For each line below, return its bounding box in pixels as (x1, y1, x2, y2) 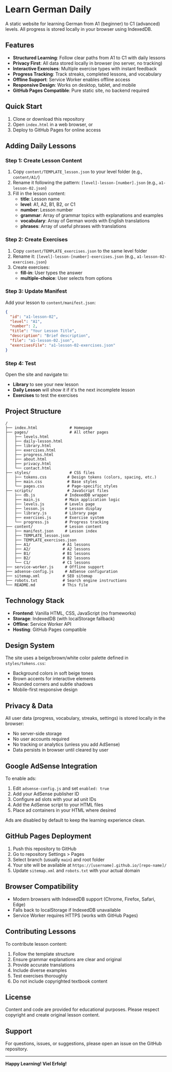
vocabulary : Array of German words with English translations (20, 218, 150, 224)
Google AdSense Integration (5, 761, 97, 771)
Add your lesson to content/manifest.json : (5, 299, 96, 305)
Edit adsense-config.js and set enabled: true (12, 786, 110, 792)
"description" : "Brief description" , (10, 333, 91, 338)
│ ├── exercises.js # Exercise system (5, 515, 104, 520)
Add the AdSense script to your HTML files (12, 802, 103, 808)
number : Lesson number (20, 207, 73, 213)
